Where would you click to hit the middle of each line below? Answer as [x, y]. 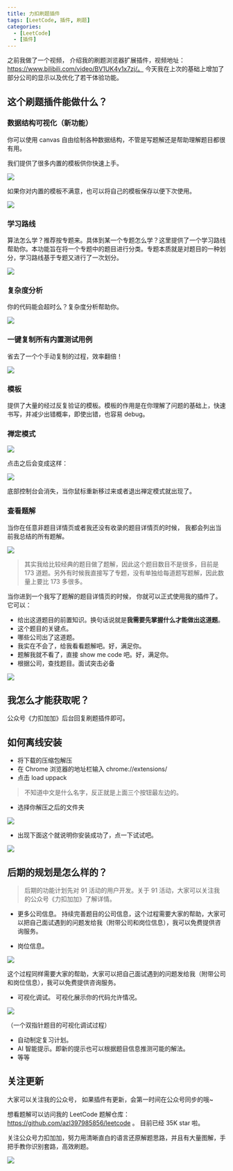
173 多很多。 [68, 581]
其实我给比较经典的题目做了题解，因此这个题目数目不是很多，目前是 [121, 564]
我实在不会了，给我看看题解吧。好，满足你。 [81, 646]
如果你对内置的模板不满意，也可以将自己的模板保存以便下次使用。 [101, 191]
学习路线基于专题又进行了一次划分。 [71, 257]
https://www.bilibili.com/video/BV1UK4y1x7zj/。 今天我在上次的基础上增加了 [116, 69]
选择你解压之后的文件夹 [51, 807]
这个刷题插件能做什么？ [57, 102]
